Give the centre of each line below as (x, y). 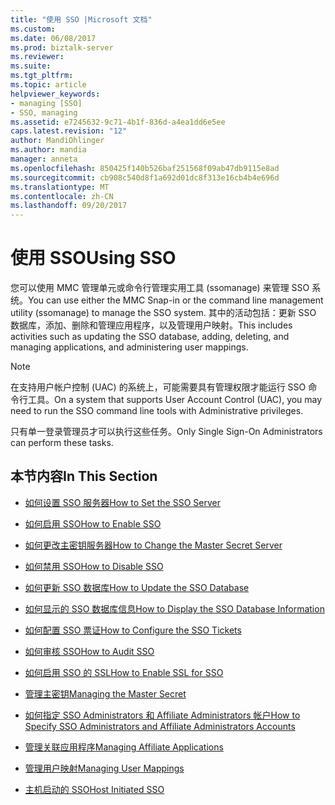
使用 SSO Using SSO (93, 258)
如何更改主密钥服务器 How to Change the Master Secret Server (153, 545)
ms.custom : (33, 29)
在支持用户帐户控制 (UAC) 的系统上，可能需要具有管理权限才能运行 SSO (158, 387)
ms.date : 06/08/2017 (53, 38)
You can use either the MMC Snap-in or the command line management (176, 300)
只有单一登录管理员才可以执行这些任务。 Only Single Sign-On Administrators (166, 432)
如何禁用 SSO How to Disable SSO (94, 566)
